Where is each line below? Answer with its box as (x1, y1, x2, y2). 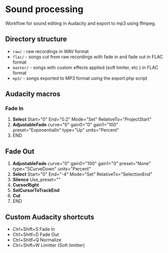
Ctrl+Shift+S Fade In (12, 226, 55, 232)
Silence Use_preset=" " (12, 177, 61, 183)
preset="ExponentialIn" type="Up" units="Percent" (12, 127, 120, 133)
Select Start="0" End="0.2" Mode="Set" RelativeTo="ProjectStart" (12, 116, 152, 122)
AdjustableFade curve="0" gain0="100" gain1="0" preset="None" (12, 161, 151, 167)
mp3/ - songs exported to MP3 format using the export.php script (12, 75, 148, 81)
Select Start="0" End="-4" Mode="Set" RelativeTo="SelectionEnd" (12, 171, 153, 177)
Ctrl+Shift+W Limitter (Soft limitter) (12, 242, 85, 248)
